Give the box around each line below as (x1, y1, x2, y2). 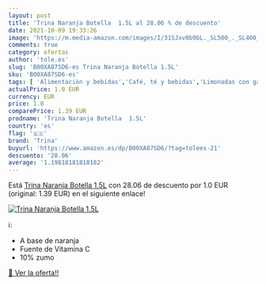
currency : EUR (8, 93, 55, 101)
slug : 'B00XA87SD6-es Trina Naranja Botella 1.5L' (8, 63, 179, 71)
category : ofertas (8, 48, 69, 56)
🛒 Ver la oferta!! (8, 268, 59, 278)
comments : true (8, 41, 59, 49)
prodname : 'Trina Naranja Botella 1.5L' (8, 115, 147, 123)
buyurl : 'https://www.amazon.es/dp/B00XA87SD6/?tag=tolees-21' (8, 144, 222, 152)
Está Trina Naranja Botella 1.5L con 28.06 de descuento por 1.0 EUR (8, 180, 228, 190)
